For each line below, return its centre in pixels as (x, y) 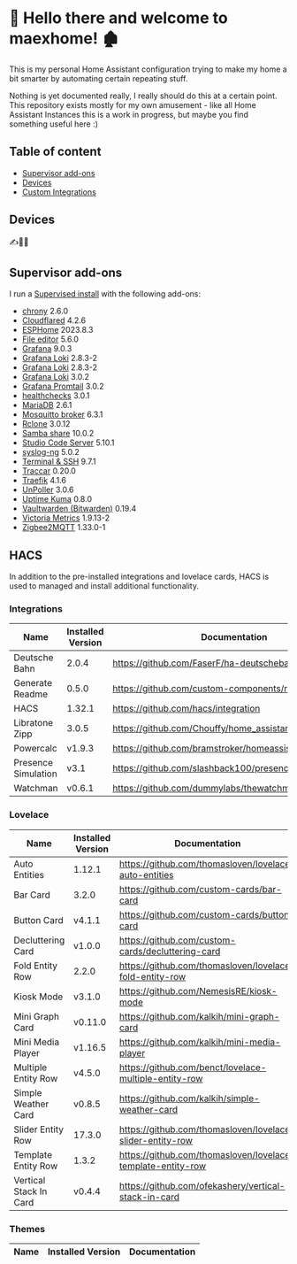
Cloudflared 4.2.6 (54, 320)
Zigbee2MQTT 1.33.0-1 (64, 528)
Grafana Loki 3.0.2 (56, 377)
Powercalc (35, 749)
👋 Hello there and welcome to (118, 18)
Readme (31, 694)
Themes (27, 1229)
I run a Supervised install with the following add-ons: (105, 294)
